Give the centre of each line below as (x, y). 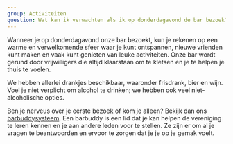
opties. (54, 97)
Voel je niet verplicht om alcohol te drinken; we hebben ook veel (99, 90)
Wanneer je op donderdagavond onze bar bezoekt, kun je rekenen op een (113, 39)
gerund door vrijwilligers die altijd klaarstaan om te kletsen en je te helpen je (116, 62)
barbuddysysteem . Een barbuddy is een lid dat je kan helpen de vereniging (114, 118)
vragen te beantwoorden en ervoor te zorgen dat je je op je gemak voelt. (111, 133)
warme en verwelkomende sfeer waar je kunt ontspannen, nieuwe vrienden (115, 47)
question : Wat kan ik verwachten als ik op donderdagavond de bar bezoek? (118, 20)
